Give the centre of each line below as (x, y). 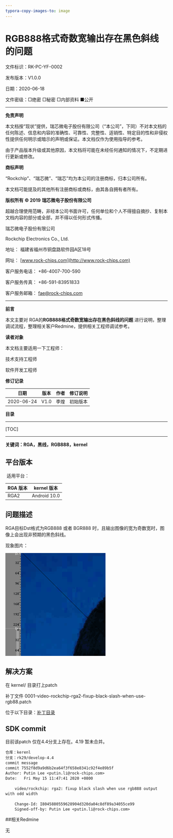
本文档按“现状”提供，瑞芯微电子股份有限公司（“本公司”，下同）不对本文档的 (86, 126)
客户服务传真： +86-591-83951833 (42, 282)
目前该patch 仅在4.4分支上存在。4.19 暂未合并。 (56, 742)
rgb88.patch (19, 702)
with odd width (22, 794)
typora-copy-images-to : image (38, 11)
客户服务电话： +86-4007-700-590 (43, 271)
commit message (22, 763)
